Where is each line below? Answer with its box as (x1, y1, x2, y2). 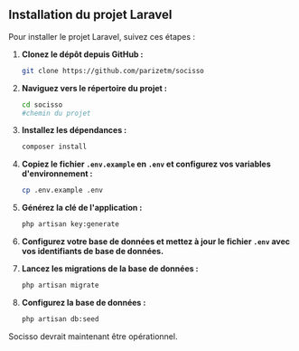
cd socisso (21, 100, 63, 109)
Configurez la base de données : (21, 297, 146, 308)
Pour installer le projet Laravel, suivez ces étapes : (8, 31, 196, 42)
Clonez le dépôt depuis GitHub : (21, 49, 144, 60)
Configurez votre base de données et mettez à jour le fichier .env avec (21, 236, 291, 247)
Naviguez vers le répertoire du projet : (21, 82, 168, 93)
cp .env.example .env (21, 185, 103, 195)
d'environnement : (21, 168, 93, 179)
